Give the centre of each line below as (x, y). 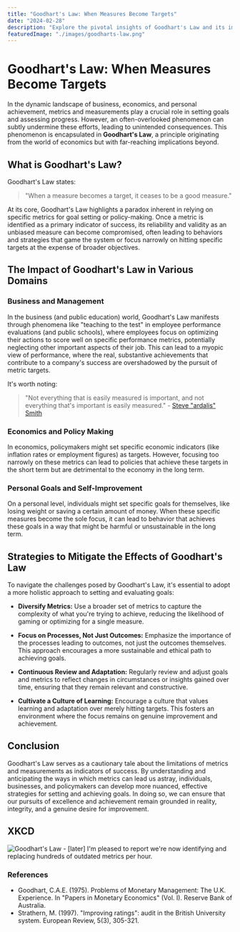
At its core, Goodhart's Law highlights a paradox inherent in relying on (110, 209)
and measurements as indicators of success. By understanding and (106, 771)
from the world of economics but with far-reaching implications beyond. (113, 142)
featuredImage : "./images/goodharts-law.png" (76, 34)
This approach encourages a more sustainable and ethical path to (115, 651)
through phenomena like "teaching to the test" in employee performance (114, 324)
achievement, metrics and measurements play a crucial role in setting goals (119, 112)
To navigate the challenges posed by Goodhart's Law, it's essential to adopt (119, 585)
